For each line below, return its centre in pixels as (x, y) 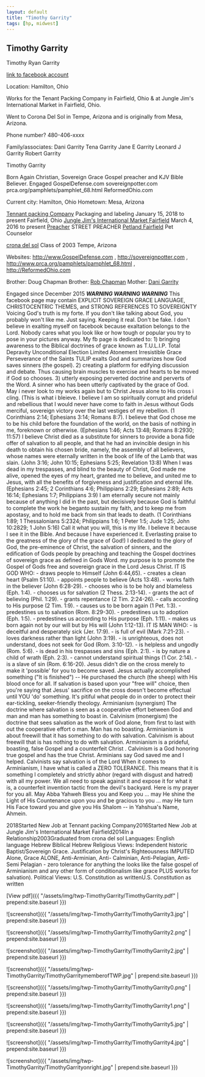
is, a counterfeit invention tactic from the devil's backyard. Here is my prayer (103, 788)
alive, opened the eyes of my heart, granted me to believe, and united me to (102, 476)
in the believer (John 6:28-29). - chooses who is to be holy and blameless (99, 586)
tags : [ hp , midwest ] (33, 23)
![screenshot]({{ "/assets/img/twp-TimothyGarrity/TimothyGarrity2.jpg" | (98, 951)
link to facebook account (38, 75)
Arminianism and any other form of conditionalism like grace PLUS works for (103, 871)
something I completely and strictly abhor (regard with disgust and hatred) (100, 775)
